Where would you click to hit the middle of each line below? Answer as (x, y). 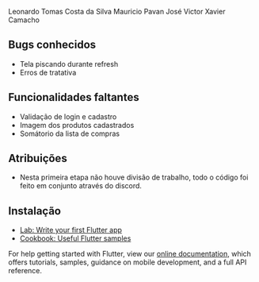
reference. (25, 271)
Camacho (24, 20)
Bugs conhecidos (52, 45)
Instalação (35, 211)
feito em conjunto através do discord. (81, 186)
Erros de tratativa (48, 72)
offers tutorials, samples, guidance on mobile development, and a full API (128, 262)
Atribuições (38, 158)
